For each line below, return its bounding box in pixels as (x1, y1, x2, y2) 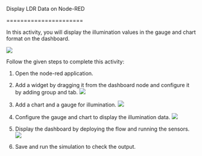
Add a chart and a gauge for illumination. (14, 101, 116, 108)
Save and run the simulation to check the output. (14, 143, 136, 150)
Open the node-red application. (14, 70, 93, 77)
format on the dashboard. (6, 35, 70, 42)
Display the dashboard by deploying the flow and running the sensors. (14, 125, 190, 132)
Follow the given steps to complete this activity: (6, 58, 125, 65)
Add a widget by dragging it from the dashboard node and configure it (14, 82, 190, 88)
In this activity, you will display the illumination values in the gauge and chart (6, 28, 196, 36)
